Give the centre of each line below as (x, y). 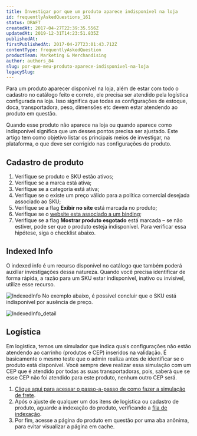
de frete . (25, 395)
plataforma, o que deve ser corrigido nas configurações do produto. (89, 144)
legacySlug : (21, 72)
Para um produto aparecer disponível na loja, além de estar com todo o (92, 88)
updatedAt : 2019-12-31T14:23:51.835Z (52, 34)
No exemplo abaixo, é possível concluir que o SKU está (109, 296)
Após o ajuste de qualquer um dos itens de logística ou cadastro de (96, 401)
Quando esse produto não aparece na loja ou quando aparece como (89, 125)
